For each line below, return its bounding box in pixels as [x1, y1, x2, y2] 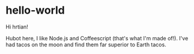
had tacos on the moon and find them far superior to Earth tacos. [5, 41, 166, 48]
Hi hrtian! [5, 23, 28, 30]
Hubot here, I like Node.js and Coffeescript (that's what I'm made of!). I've [5, 34, 189, 42]
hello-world [5, 4, 65, 17]
